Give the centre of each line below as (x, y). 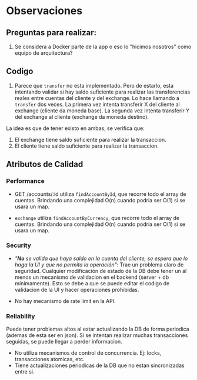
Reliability (21, 316)
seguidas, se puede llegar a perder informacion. (64, 342)
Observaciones (44, 11)
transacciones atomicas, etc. (49, 359)
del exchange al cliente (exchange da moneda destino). (81, 116)
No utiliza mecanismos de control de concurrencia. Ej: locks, (88, 353)
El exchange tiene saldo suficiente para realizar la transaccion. (90, 139)
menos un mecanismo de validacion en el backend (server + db (92, 277)
